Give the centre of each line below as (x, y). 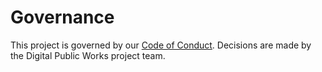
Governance (62, 17)
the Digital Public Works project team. (88, 55)
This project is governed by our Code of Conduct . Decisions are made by (161, 45)
